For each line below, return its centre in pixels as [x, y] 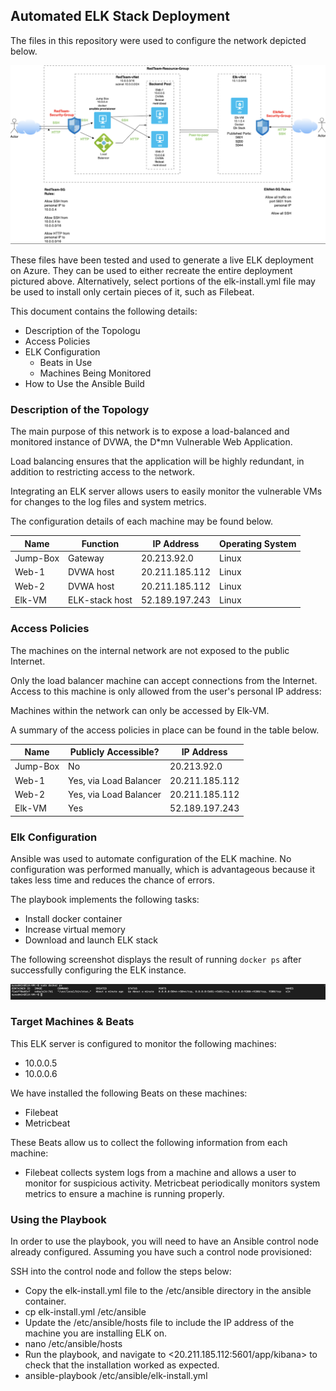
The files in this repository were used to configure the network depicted [158, 40]
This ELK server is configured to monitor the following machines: [143, 1043]
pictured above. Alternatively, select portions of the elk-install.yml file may [163, 281]
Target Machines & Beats [72, 1022]
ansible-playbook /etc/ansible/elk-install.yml [116, 1376]
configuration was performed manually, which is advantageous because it [163, 869]
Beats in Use [66, 363]
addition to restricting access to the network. [102, 472]
